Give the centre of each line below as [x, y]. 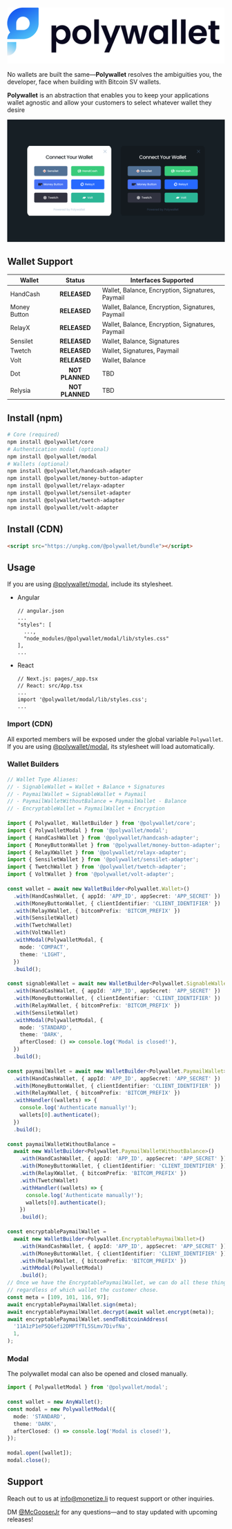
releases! [20, 1519]
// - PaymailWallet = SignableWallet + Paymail [77, 794]
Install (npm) [35, 418]
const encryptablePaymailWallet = [57, 1232]
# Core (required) [33, 435]
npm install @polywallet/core [51, 442]
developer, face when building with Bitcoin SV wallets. [84, 82]
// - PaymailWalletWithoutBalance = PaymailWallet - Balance [97, 801]
